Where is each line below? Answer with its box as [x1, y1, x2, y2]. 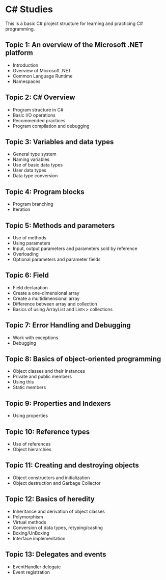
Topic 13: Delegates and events [5, 550, 106, 559]
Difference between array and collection [12, 300, 98, 307]
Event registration [12, 569, 50, 575]
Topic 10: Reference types [5, 427, 90, 436]
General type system [12, 151, 57, 157]
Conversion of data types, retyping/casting [12, 524, 103, 531]
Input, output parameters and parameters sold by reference [12, 245, 137, 252]
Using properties [12, 412, 48, 419]
